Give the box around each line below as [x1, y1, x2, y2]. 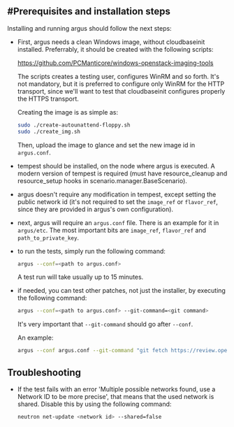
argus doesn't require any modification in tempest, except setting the [17, 190, 217, 198]
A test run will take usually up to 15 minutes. [17, 273, 144, 282]
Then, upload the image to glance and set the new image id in [17, 140, 196, 149]
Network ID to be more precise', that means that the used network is [17, 393, 214, 400]
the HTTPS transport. [17, 94, 79, 103]
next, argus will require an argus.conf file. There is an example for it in [17, 218, 219, 226]
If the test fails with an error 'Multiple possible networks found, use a [17, 385, 216, 393]
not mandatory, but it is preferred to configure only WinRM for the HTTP [17, 80, 225, 88]
